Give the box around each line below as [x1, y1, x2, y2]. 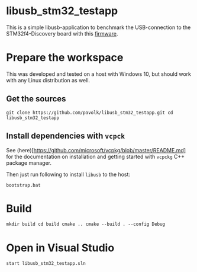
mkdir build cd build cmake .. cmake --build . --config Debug [6, 221, 166, 228]
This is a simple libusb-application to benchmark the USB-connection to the [6, 24, 191, 31]
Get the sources [6, 94, 66, 104]
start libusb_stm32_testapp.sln [6, 261, 86, 267]
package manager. [6, 159, 52, 167]
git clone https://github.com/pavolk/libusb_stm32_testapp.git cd [6, 110, 173, 116]
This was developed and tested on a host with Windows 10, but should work [6, 70, 191, 78]
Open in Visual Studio [6, 241, 115, 254]
